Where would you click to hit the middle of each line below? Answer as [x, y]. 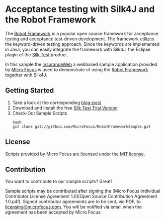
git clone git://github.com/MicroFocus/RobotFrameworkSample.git [81, 126]
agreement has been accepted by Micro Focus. [53, 212]
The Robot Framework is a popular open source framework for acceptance [82, 33]
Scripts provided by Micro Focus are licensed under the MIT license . [75, 154]
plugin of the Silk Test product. [37, 55]
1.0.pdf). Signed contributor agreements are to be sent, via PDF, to [73, 202]
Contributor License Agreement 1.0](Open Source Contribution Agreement [81, 196]
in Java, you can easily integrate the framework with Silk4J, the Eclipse [78, 49]
